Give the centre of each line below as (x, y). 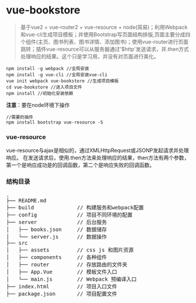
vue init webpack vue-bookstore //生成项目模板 (62, 81)
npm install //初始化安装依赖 (40, 93)
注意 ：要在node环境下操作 (38, 105)
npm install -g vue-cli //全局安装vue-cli (57, 75)
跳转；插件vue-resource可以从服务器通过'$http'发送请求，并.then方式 (104, 49)
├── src (17, 243)
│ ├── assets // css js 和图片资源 (70, 250)
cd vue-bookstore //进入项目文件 (44, 87)
